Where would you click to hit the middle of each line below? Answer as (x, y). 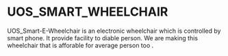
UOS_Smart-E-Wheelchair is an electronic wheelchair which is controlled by (114, 31)
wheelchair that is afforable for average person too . (80, 45)
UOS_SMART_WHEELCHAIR (88, 12)
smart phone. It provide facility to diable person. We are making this (103, 38)
